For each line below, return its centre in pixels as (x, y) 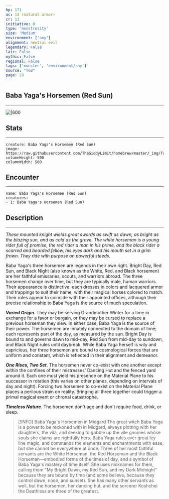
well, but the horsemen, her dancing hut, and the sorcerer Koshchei (88, 486)
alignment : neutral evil (32, 43)
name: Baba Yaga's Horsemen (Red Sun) (46, 194)
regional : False (23, 61)
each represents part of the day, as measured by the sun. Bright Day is (79, 334)
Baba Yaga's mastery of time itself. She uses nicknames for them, (86, 464)
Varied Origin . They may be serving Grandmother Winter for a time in (77, 313)
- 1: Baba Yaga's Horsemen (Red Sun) (45, 202)
